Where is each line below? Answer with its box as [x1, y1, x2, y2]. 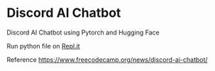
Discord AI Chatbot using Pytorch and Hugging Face [6, 28, 160, 37]
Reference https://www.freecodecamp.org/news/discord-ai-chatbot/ [6, 55, 208, 64]
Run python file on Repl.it [6, 41, 80, 50]
